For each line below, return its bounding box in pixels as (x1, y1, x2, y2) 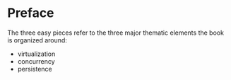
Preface (7, 5, 54, 21)
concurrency (17, 57, 55, 65)
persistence (17, 64, 53, 73)
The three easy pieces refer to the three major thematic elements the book (7, 28, 225, 37)
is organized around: (7, 35, 67, 44)
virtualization (17, 50, 56, 58)
